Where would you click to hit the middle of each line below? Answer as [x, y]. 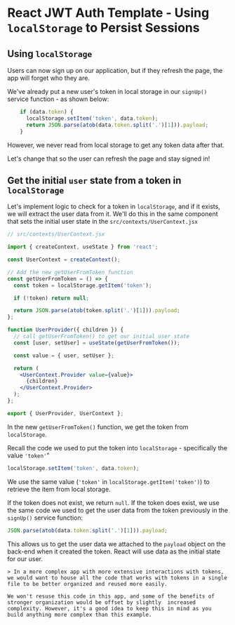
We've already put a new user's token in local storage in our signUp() [107, 92]
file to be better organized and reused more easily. [88, 584]
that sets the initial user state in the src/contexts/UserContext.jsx [103, 222]
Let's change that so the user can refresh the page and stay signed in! [109, 159]
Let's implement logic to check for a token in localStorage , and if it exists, [114, 207]
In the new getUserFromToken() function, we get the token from [98, 426]
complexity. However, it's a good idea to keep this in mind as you [109, 608]
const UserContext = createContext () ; [64, 260]
